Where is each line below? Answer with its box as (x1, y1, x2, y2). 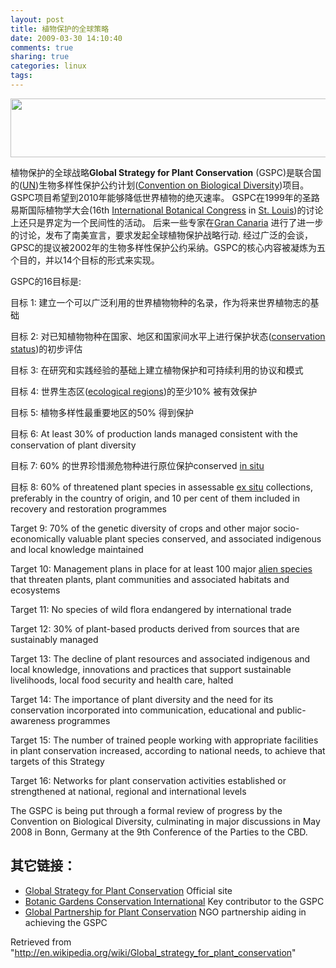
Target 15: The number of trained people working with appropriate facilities (10, 734, 319, 746)
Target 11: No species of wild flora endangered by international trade (10, 603, 292, 615)
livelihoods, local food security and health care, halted (10, 674, 234, 686)
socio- (273, 522, 300, 534)
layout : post (10, 14, 65, 25)
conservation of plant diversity (10, 439, 137, 451)
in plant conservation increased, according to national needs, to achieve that (10, 744, 326, 756)
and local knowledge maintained (10, 543, 144, 555)
